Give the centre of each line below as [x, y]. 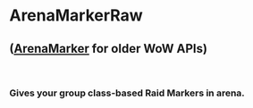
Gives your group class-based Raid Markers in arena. [127, 93]
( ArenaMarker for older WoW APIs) [109, 49]
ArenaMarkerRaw [76, 16]
